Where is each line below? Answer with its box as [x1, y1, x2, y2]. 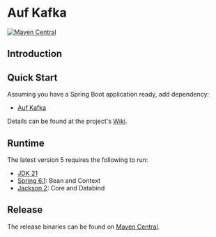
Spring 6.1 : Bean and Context [17, 176, 101, 185]
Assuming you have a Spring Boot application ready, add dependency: [7, 90, 210, 99]
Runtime [7, 137, 45, 149]
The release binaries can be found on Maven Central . [7, 222, 160, 231]
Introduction [7, 48, 63, 60]
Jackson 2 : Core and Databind [17, 183, 105, 192]
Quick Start [7, 72, 58, 83]
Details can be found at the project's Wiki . [7, 117, 128, 126]
